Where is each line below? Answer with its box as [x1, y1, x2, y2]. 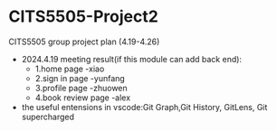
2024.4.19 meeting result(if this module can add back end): [21, 53, 242, 64]
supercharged [21, 111, 74, 122]
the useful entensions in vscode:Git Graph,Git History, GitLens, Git [21, 101, 268, 112]
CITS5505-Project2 [8, 6, 159, 27]
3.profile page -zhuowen [34, 82, 128, 93]
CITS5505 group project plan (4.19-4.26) [8, 36, 160, 47]
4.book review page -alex [34, 92, 131, 103]
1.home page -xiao [34, 63, 105, 74]
